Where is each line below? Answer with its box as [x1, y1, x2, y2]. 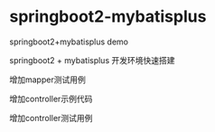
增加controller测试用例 [9, 112, 93, 123]
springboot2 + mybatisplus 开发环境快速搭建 [9, 54, 175, 65]
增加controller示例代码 [9, 93, 93, 104]
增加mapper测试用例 [9, 74, 86, 85]
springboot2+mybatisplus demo [9, 36, 129, 47]
